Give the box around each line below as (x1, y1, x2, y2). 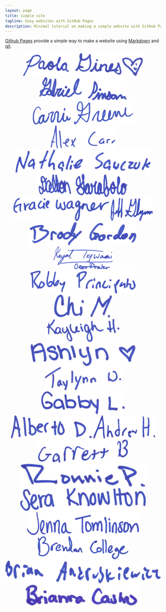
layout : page (5, 8, 32, 13)
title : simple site (5, 13, 45, 18)
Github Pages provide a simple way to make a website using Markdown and (5, 38, 159, 44)
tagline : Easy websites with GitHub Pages (5, 18, 94, 23)
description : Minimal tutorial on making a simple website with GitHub (5, 24, 156, 29)
